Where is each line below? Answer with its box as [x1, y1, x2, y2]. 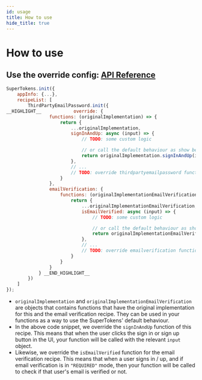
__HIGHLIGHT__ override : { [6, 108, 103, 114]
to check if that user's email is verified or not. [14, 368, 127, 375]
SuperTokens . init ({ [6, 86, 55, 92]
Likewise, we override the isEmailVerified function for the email [14, 349, 175, 356]
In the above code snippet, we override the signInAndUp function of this [14, 323, 192, 330]
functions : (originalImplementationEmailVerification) [60, 192, 200, 198]
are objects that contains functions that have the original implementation [14, 304, 195, 311]
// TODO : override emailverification [81, 248, 176, 254]
